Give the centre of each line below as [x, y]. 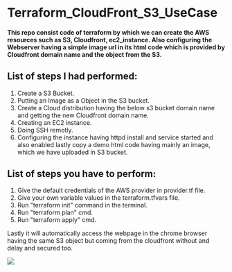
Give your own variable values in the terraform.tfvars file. [98, 198]
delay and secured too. [40, 248]
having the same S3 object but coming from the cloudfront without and [108, 241]
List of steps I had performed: [72, 77]
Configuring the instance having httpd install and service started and [115, 137]
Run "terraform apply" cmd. [57, 220]
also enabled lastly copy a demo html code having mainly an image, [114, 144]
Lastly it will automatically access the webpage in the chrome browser [107, 233]
